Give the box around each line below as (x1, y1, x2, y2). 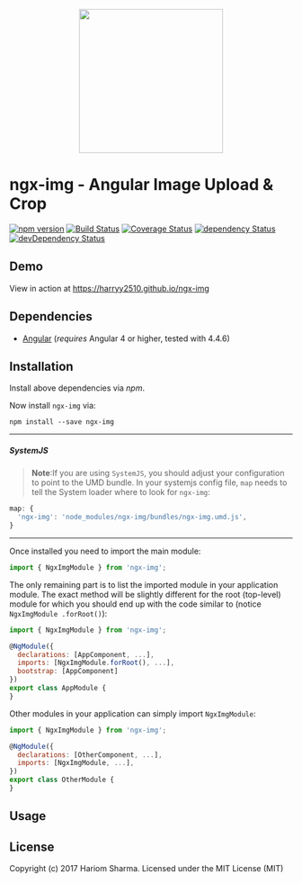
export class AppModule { (9, 684, 106, 693)
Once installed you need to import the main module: (9, 545, 201, 556)
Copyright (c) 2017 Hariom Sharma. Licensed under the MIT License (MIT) (9, 863, 284, 874)
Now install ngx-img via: (9, 401, 96, 411)
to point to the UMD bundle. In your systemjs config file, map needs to (31, 477, 288, 488)
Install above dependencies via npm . (9, 383, 146, 393)
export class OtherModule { (9, 775, 115, 785)
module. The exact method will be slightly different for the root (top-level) (9, 589, 281, 599)
